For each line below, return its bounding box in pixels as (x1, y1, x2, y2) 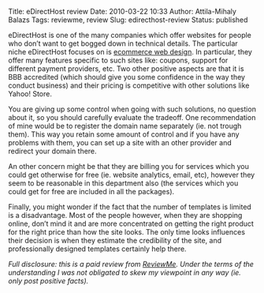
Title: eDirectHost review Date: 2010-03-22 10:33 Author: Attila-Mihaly (8, 7, 236, 16)
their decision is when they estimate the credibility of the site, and (8, 236, 222, 245)
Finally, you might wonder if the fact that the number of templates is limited (8, 202, 252, 212)
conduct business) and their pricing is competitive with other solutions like (8, 81, 250, 90)
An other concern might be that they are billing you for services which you (8, 162, 250, 171)
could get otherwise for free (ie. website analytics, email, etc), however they (8, 170, 255, 179)
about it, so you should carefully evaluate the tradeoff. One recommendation (8, 113, 256, 122)
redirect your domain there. (8, 146, 97, 156)
